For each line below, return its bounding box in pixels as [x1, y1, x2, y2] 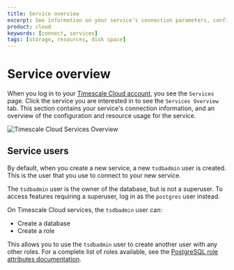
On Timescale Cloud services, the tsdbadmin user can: [7, 205, 162, 213]
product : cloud [7, 23, 52, 30]
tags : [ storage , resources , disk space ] [7, 36, 127, 43]
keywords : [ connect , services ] [7, 29, 98, 37]
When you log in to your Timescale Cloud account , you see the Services [7, 89, 214, 98]
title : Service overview [7, 10, 79, 17]
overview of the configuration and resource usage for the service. [7, 112, 196, 120]
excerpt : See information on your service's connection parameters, [7, 17, 210, 24]
